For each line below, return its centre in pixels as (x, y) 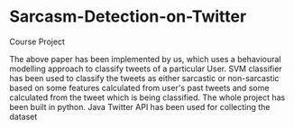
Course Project (37, 41)
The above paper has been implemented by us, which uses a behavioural (145, 59)
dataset (23, 116)
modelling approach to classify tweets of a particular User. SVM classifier (146, 69)
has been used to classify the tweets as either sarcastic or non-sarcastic (144, 78)
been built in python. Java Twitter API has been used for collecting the (140, 106)
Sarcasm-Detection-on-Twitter (128, 17)
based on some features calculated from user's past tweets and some (139, 88)
